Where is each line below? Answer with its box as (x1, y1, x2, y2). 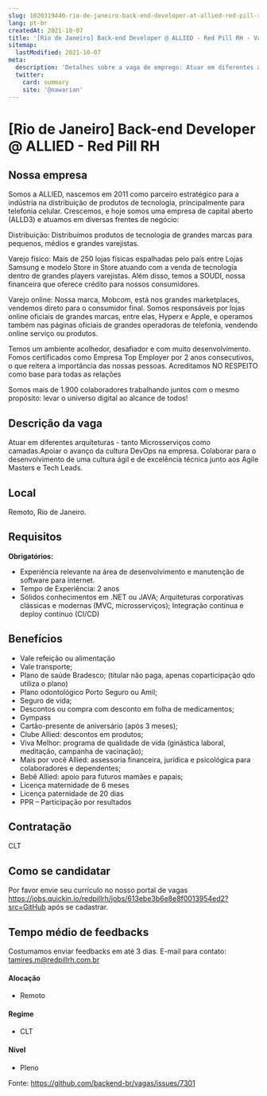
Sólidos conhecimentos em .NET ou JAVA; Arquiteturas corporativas (19, 592, 244, 602)
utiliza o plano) (19, 678, 69, 688)
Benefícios (8, 632, 63, 646)
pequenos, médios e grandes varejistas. (8, 239, 139, 248)
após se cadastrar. (47, 903, 109, 912)
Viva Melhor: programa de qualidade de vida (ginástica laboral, (19, 738, 226, 747)
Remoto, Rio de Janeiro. (8, 507, 87, 517)
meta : (8, 57, 26, 64)
